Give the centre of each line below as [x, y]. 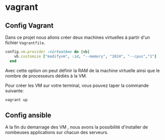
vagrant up [16, 100]
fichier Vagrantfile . [25, 43]
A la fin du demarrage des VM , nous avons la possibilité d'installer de [77, 127]
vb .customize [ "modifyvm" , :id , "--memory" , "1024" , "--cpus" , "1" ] [85, 56]
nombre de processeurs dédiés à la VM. [46, 75]
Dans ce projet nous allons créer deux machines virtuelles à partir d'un [78, 37]
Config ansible [28, 115]
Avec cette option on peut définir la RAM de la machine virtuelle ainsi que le [82, 70]
